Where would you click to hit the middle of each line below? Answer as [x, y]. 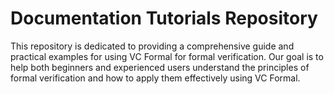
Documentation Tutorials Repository [164, 18]
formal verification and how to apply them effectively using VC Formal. [155, 78]
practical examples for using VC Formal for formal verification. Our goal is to [167, 56]
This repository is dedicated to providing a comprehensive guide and [152, 46]
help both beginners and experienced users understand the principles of [160, 67]
